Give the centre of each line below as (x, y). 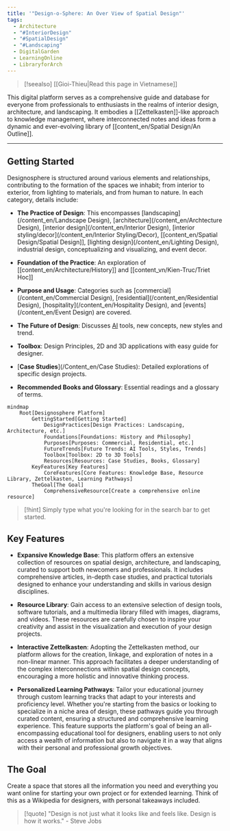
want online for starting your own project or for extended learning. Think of (113, 793)
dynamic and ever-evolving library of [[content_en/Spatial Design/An (104, 126)
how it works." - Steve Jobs (63, 821)
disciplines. (33, 592)
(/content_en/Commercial (53, 298)
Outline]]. (20, 134)
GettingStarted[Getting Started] (79, 419)
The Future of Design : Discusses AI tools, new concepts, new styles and (119, 325)
